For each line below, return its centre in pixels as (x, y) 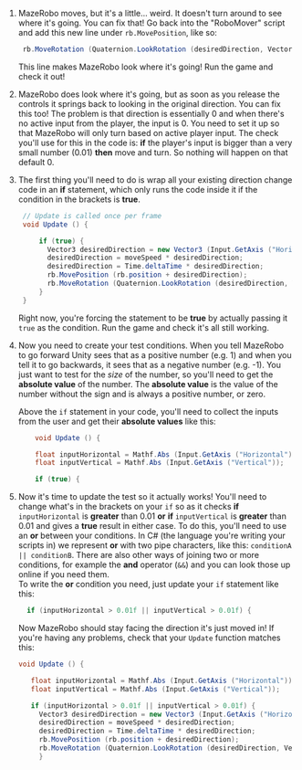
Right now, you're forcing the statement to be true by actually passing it (153, 318)
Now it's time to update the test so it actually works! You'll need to (142, 497)
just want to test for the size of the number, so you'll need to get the (146, 374)
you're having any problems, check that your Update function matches (149, 638)
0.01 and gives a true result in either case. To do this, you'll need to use (152, 526)
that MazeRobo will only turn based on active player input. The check (148, 132)
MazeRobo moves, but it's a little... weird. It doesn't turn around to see (150, 13)
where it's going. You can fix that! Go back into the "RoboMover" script (151, 23)
